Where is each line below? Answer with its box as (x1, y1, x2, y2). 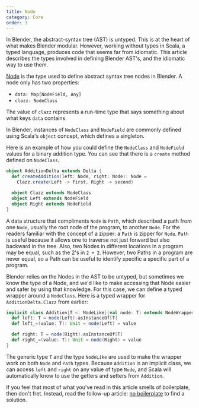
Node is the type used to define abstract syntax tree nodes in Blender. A (6, 72, 182, 80)
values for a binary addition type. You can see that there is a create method (6, 150, 191, 157)
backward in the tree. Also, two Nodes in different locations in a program (6, 242, 184, 249)
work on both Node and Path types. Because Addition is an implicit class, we (6, 359, 191, 366)
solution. (6, 396, 28, 403)
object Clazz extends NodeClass (11, 190, 92, 196)
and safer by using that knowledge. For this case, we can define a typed (6, 286, 182, 293)
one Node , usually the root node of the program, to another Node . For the (6, 223, 181, 230)
